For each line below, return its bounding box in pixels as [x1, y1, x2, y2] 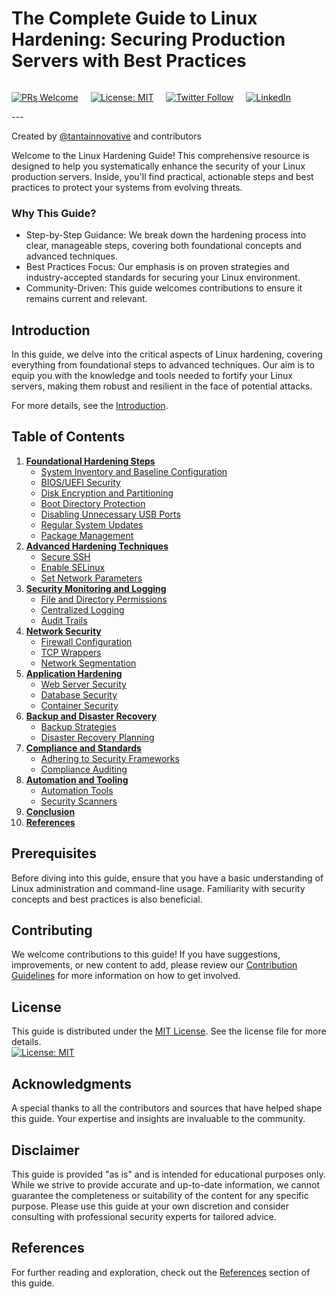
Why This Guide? [11, 206, 97, 220]
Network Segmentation [40, 657, 137, 669]
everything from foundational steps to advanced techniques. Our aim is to [11, 359, 315, 371]
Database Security [40, 688, 118, 701]
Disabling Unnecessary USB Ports [40, 508, 181, 520]
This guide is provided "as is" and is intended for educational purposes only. [11, 1168, 326, 1180]
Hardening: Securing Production [11, 28, 286, 51]
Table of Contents [11, 428, 126, 446]
